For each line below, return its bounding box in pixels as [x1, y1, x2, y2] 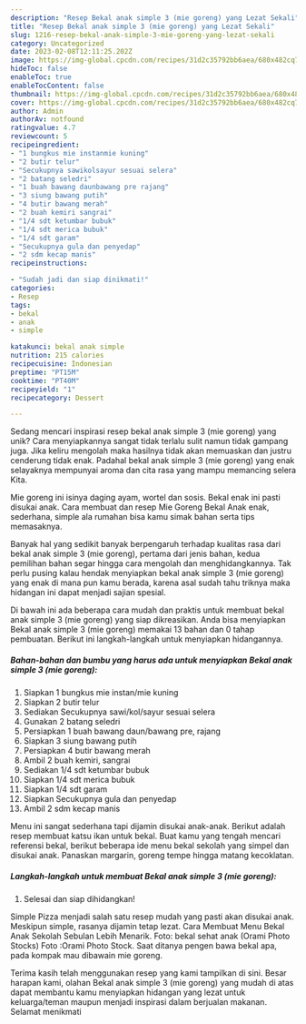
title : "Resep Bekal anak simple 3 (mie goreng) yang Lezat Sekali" [10, 22, 275, 31]
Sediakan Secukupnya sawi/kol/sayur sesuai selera [23, 706, 216, 717]
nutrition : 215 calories [10, 351, 104, 360]
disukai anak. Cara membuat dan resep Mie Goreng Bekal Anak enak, [10, 502, 270, 512]
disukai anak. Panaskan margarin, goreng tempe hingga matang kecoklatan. [10, 850, 294, 861]
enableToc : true [10, 73, 72, 82]
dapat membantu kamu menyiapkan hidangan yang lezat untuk [10, 987, 246, 998]
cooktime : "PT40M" [10, 376, 80, 385]
